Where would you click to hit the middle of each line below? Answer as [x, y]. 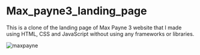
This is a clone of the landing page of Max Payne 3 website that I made [94, 27]
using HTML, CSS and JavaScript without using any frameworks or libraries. [100, 33]
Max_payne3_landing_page [77, 11]
